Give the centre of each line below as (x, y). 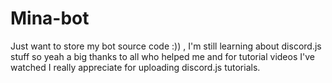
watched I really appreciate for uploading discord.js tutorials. (135, 67)
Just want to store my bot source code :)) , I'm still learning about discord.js (166, 46)
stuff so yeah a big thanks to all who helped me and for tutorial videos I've (162, 56)
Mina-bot (50, 18)
